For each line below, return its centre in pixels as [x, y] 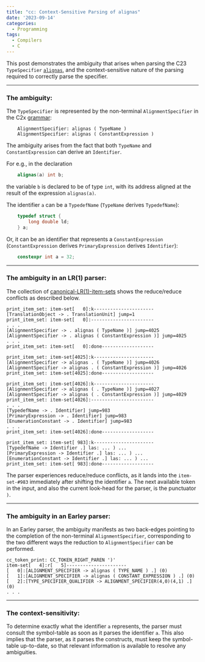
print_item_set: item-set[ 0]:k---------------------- [80, 309]
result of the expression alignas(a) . [51, 193]
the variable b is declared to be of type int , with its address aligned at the [99, 187]
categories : [21, 23]
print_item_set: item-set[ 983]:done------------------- [80, 464]
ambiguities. [22, 652]
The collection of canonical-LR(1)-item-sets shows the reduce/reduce [94, 291]
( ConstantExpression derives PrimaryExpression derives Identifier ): [92, 245]
